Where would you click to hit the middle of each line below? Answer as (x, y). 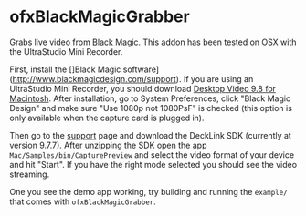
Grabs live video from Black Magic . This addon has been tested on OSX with (153, 42)
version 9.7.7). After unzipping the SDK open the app (108, 145)
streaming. (30, 174)
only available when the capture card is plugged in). (107, 118)
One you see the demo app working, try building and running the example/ (148, 191)
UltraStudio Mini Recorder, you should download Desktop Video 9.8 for (143, 88)
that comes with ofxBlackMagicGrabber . (83, 201)
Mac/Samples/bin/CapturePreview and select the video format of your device (152, 154)
